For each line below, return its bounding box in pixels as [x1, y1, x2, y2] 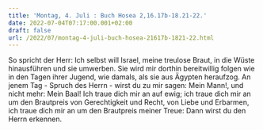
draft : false [8, 26, 51, 34]
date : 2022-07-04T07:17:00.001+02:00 [8, 19, 133, 27]
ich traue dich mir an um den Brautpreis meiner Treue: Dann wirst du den [8, 106, 246, 116]
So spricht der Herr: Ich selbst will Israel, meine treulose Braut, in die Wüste [8, 55, 255, 65]
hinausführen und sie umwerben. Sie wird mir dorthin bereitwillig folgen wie [8, 64, 255, 74]
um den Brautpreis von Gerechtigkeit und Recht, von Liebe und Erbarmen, [8, 97, 250, 107]
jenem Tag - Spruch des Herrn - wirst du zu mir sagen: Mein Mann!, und [8, 81, 244, 90]
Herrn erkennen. [8, 114, 62, 124]
